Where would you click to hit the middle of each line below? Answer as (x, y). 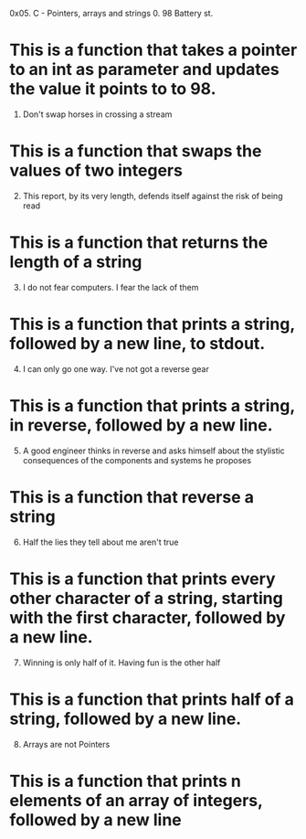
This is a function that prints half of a (152, 699)
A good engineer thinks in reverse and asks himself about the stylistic (153, 451)
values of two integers (96, 170)
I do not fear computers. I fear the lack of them (111, 287)
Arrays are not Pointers (66, 744)
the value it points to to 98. (113, 89)
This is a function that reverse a (132, 497)
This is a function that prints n (126, 781)
